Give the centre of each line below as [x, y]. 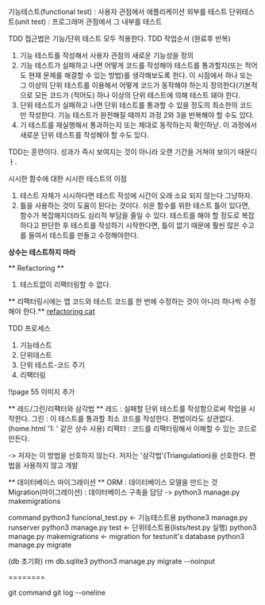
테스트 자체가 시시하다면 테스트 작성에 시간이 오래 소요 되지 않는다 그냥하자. [136, 196]
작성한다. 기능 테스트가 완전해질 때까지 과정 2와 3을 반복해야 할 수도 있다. [141, 115]
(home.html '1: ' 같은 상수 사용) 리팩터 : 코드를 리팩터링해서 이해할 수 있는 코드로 [132, 429]
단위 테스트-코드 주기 [52, 365]
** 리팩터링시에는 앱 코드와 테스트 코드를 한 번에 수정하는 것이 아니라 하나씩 [125, 301]
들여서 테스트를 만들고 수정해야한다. [83, 235]
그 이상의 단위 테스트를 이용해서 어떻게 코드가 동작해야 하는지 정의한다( [129, 85]
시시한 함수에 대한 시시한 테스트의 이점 [67, 178]
